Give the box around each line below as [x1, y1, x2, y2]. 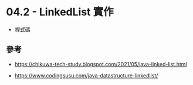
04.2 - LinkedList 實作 [6, 5, 114, 19]
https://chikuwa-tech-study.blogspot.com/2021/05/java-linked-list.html [14, 60, 187, 67]
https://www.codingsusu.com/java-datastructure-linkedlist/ [14, 72, 158, 79]
